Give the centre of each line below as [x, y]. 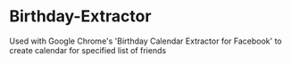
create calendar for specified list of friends [88, 50]
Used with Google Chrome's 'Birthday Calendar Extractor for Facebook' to [146, 41]
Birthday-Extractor [80, 16]
